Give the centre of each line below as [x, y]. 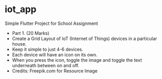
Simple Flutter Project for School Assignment [51, 23]
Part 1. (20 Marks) [31, 33]
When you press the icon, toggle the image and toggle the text [77, 60]
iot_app [20, 9]
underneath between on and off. [45, 65]
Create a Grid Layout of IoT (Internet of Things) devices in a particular [85, 38]
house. [19, 44]
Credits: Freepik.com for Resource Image [55, 71]
